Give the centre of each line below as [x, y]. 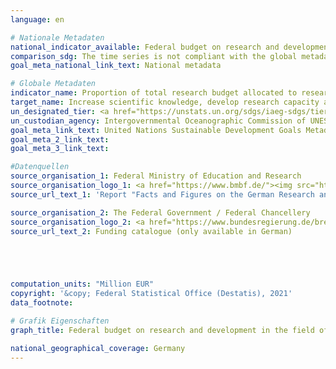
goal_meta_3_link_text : [60, 149]
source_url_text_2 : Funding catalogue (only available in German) [151, 231]
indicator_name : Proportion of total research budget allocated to [154, 93]
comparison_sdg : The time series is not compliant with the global [154, 56]
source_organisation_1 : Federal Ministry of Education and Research [156, 176]
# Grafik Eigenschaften [60, 321]
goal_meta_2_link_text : [60, 139]
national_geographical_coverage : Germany [98, 348]
